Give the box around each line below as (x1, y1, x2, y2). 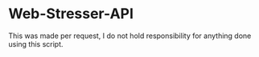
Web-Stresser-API (8, 5, 134, 23)
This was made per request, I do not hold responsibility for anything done (8, 31, 252, 40)
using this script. (8, 39, 64, 48)
